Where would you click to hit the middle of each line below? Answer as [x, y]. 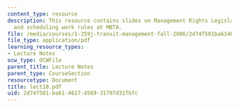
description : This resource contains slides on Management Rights [108, 21]
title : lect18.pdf [34, 87]
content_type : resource [43, 14]
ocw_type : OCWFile [34, 60]
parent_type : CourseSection [49, 73]
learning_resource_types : [46, 47]
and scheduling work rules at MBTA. [68, 27]
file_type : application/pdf [49, 40]
